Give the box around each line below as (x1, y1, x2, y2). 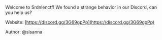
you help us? (5, 9, 32, 15)
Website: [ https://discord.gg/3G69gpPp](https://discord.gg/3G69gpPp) (5, 19, 155, 25)
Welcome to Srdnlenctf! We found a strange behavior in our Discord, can (5, 4, 157, 10)
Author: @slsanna (5, 29, 43, 34)
